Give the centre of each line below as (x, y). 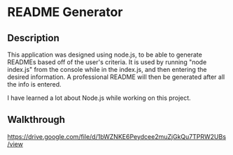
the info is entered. (34, 84)
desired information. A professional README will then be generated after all (116, 77)
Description (33, 38)
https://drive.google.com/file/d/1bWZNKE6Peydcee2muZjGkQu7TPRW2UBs (116, 136)
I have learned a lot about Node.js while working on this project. (99, 98)
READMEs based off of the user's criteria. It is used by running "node (107, 62)
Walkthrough (36, 120)
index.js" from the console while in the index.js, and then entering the (107, 69)
